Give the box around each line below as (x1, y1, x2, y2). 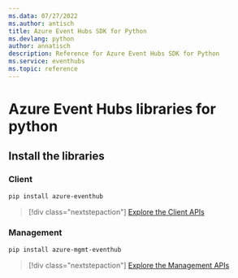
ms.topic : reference (8, 65, 79, 73)
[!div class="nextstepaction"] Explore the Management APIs (28, 260, 230, 270)
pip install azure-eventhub (8, 192, 104, 200)
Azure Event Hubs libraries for (8, 99, 217, 118)
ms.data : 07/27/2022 (8, 11, 79, 20)
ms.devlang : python (8, 34, 75, 43)
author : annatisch (8, 42, 71, 50)
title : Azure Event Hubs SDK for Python (8, 27, 148, 35)
